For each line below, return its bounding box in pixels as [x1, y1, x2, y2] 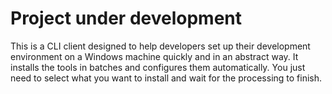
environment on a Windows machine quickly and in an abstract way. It [10, 50, 299, 62]
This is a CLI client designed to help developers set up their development [10, 40, 311, 52]
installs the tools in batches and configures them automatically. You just [10, 61, 306, 73]
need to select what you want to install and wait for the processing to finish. [10, 72, 323, 84]
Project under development [10, 7, 243, 30]
